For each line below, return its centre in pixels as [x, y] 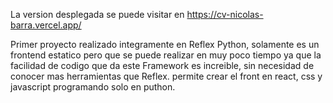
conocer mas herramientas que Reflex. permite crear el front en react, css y [166, 76]
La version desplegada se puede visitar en [97, 14]
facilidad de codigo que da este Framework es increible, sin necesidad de [162, 65]
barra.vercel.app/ [46, 25]
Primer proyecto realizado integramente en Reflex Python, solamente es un [165, 44]
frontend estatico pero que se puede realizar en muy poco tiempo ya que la [166, 55]
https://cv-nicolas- [225, 14]
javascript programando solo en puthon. [93, 87]
